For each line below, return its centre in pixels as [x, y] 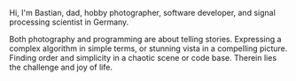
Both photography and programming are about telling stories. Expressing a [145, 39]
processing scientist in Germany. [69, 22]
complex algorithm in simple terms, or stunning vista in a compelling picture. [148, 48]
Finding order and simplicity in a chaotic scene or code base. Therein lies [143, 58]
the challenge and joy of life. [61, 67]
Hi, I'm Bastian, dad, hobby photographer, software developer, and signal [143, 13]
